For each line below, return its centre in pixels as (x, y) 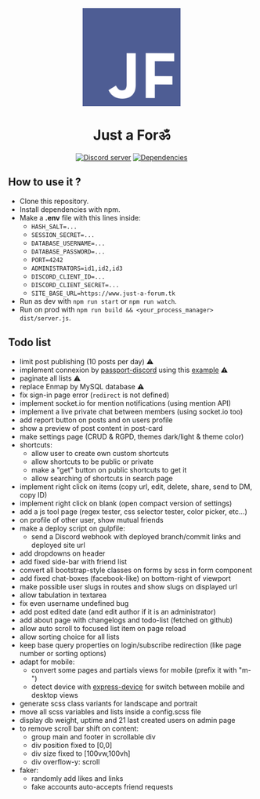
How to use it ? (45, 182)
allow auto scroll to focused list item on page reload (103, 628)
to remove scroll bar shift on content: (79, 728)
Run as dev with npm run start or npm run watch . (98, 301)
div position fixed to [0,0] (72, 745)
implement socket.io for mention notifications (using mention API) (125, 403)
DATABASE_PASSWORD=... (68, 252)
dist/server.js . (45, 318)
